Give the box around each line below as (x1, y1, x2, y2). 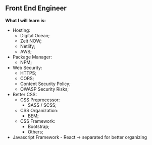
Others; (27, 128, 44, 135)
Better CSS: (12, 91, 37, 97)
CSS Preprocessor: (20, 97, 60, 103)
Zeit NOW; (20, 38, 42, 44)
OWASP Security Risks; (20, 86, 69, 92)
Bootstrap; (27, 123, 49, 129)
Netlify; (20, 43, 35, 49)
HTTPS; (20, 70, 37, 76)
